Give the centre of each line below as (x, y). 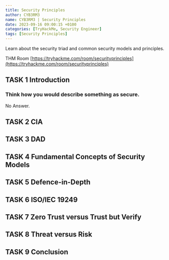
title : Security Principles (35, 10)
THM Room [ (19, 58)
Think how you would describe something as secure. (72, 94)
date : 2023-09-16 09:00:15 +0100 (41, 24)
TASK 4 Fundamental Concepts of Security (75, 157)
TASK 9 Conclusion (37, 252)
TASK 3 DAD (25, 139)
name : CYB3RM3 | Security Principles (46, 19)
